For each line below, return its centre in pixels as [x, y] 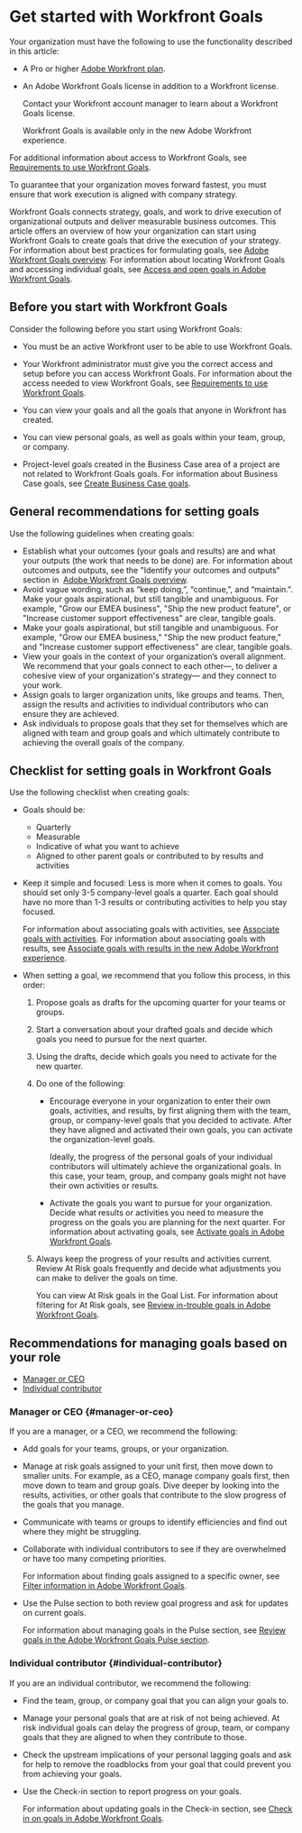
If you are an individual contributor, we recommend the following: [130, 1682]
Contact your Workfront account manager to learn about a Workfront [150, 103]
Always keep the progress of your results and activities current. [154, 1259]
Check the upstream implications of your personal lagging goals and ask [157, 1755]
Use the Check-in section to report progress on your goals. [132, 1791]
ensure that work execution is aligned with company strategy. [124, 194]
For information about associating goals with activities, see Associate [151, 930]
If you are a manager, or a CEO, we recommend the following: [124, 1432]
